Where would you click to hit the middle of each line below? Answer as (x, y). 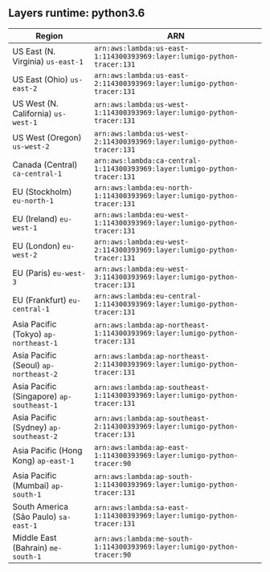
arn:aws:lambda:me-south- (143, 538)
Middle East (35, 538)
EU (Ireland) (35, 218)
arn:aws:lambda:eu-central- (147, 296)
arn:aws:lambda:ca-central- (147, 160)
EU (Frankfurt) (39, 300)
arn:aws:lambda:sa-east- (141, 507)
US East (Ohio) (40, 79)
